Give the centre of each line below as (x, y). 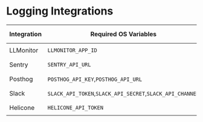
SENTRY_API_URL (69, 64)
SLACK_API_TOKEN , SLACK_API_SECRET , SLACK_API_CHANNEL (123, 93)
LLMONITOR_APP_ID (72, 50)
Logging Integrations (60, 11)
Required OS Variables (124, 34)
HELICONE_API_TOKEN (76, 108)
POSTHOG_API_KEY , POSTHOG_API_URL (95, 79)
